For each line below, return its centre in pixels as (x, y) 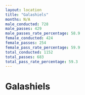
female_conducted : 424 (29, 38)
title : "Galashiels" (27, 15)
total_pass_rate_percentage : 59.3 (42, 62)
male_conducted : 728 (27, 24)
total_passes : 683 (25, 57)
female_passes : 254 (26, 43)
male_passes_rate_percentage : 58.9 (43, 33)
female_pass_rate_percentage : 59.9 (43, 47)
